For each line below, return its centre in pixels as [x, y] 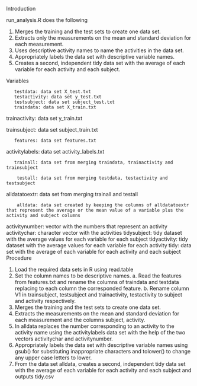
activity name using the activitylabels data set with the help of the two [100, 332]
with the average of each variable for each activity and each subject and [103, 370]
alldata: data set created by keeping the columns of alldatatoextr [103, 205]
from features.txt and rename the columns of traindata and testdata [97, 282]
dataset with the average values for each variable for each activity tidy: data [99, 245]
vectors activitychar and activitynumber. [64, 339]
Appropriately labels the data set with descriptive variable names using [101, 345]
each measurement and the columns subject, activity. [80, 320]
